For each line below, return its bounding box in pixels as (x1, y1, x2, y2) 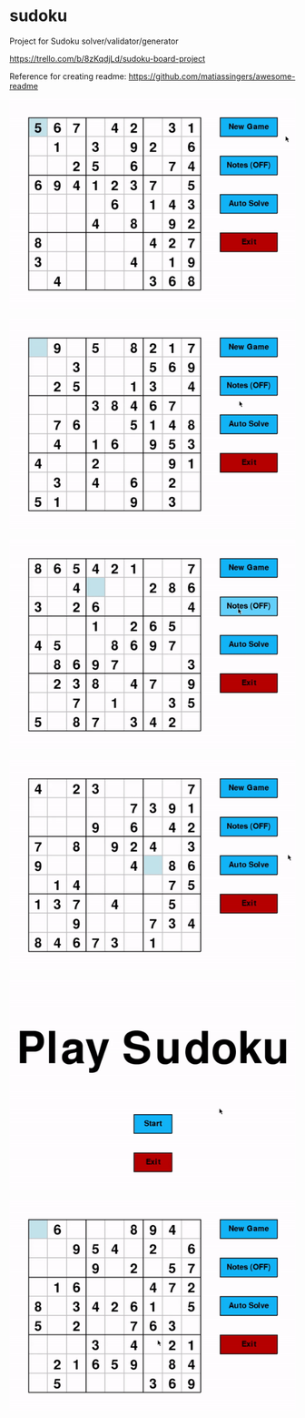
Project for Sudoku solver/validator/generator (9, 35, 179, 46)
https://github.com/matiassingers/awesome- (128, 70, 296, 82)
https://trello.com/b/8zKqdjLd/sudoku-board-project (9, 53, 206, 64)
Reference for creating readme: (9, 70, 127, 82)
